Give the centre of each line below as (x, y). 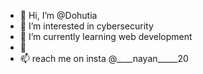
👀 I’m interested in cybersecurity (86, 26)
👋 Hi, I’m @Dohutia (58, 15)
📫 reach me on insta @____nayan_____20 (104, 58)
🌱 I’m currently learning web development (106, 36)
